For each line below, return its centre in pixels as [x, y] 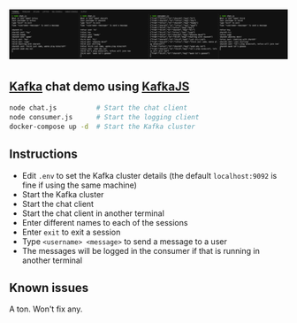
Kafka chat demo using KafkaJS [99, 86]
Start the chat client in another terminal [93, 213]
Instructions [43, 154]
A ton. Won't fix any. [46, 309]
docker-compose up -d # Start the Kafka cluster [103, 127]
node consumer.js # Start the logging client [104, 117]
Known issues [49, 288]
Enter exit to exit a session [71, 232]
